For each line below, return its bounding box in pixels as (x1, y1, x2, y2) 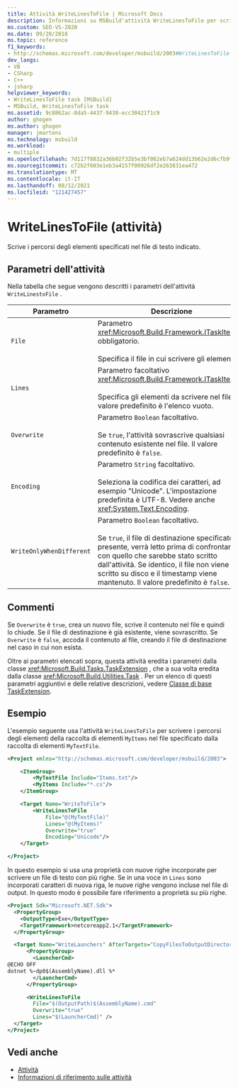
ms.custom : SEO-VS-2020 (7, 23, 78, 31)
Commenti (7, 601, 55, 614)
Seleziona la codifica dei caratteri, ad (98, 477, 221, 487)
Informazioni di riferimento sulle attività (17, 1072, 132, 1081)
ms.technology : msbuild (7, 136, 78, 143)
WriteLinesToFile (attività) (7, 219, 163, 235)
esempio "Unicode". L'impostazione (98, 486, 217, 495)
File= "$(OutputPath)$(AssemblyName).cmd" (33, 1000, 157, 1008)
